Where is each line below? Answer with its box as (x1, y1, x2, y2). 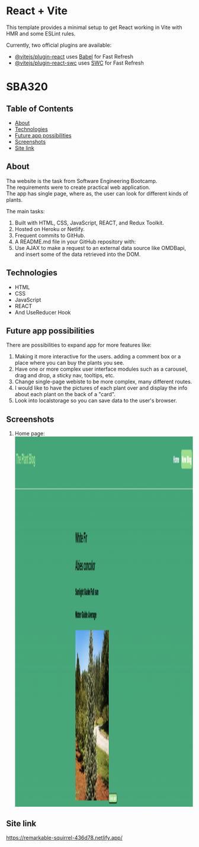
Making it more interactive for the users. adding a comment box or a (14, 353, 181, 360)
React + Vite (6, 4, 68, 18)
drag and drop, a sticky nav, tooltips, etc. (14, 372, 115, 379)
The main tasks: (6, 207, 46, 214)
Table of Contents (6, 104, 74, 114)
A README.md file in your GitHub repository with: (14, 238, 136, 245)
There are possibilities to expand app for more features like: (6, 342, 152, 349)
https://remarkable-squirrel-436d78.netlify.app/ (6, 834, 123, 841)
